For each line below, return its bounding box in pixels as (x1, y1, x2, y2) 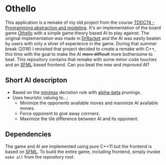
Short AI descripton (5, 76, 67, 84)
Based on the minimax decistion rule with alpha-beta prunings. (12, 89, 141, 95)
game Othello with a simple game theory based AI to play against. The (5, 30, 150, 36)
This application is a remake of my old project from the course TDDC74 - (5, 19, 155, 25)
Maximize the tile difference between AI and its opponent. (19, 115, 139, 122)
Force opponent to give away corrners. (19, 110, 100, 116)
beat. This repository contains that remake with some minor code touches (5, 56, 157, 62)
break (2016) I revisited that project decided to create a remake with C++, (5, 46, 156, 52)
